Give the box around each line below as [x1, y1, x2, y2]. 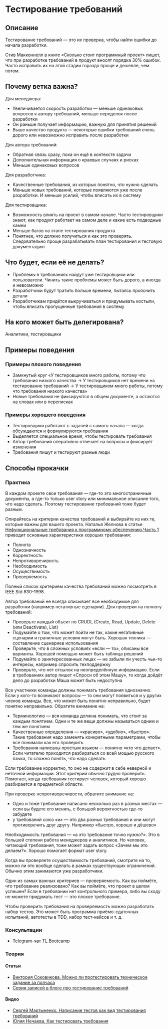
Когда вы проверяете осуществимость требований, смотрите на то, [5, 858, 151, 864]
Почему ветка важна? [5, 82, 78, 91]
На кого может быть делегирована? [5, 318, 124, 326]
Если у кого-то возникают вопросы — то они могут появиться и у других [5, 693, 161, 699]
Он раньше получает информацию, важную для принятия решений [12, 121, 157, 127]
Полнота [12, 542, 31, 548]
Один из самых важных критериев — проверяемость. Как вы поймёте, [5, 878, 158, 884]
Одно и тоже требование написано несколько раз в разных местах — [12, 801, 162, 807]
